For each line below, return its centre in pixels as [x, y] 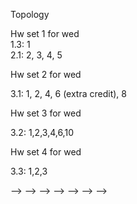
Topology [30, 14]
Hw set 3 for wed [46, 113]
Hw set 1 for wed [45, 33]
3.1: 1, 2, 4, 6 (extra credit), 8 [68, 93]
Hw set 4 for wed [46, 152]
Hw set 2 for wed [46, 74]
